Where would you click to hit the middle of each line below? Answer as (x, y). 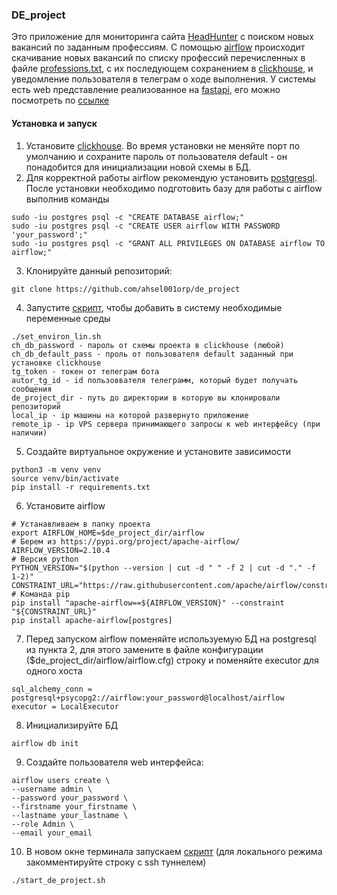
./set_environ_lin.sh (56, 336)
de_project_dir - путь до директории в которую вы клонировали (146, 398)
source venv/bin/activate (65, 478)
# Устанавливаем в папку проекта (81, 524)
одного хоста (54, 670)
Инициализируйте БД (72, 725)
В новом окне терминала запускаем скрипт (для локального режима (174, 851)
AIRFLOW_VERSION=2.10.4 (61, 550)
